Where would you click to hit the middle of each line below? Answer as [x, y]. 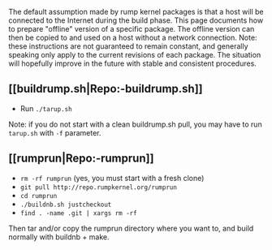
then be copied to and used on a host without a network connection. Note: [133, 37]
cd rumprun [39, 196]
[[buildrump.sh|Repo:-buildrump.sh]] [106, 89]
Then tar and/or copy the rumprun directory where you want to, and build [131, 228]
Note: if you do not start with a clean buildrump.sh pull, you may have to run [135, 124]
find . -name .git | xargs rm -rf [78, 213]
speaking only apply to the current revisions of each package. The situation [135, 55]
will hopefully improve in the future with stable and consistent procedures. [133, 63]
